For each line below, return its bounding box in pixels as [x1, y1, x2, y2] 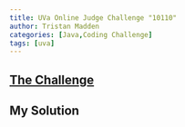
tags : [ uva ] [9, 38, 55, 48]
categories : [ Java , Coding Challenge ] [9, 30, 153, 39]
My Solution [9, 103, 80, 119]
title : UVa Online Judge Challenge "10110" [9, 13, 178, 23]
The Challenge [9, 72, 95, 87]
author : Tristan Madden [9, 22, 100, 31]
